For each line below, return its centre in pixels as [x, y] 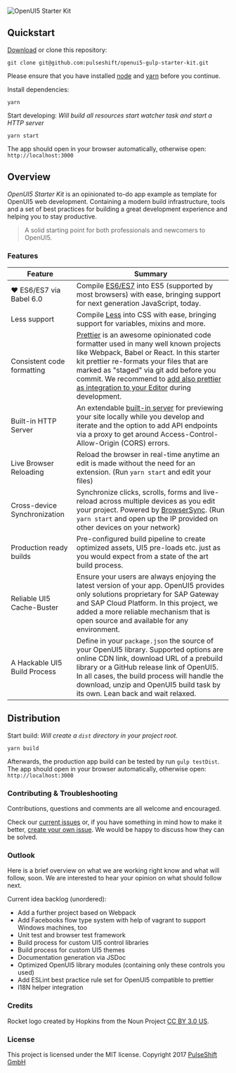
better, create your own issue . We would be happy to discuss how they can [116, 830]
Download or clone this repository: [57, 50]
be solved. [22, 837]
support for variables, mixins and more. [141, 323]
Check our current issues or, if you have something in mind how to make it [115, 822]
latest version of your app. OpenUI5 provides [150, 585]
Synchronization [38, 514]
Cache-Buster [34, 607]
